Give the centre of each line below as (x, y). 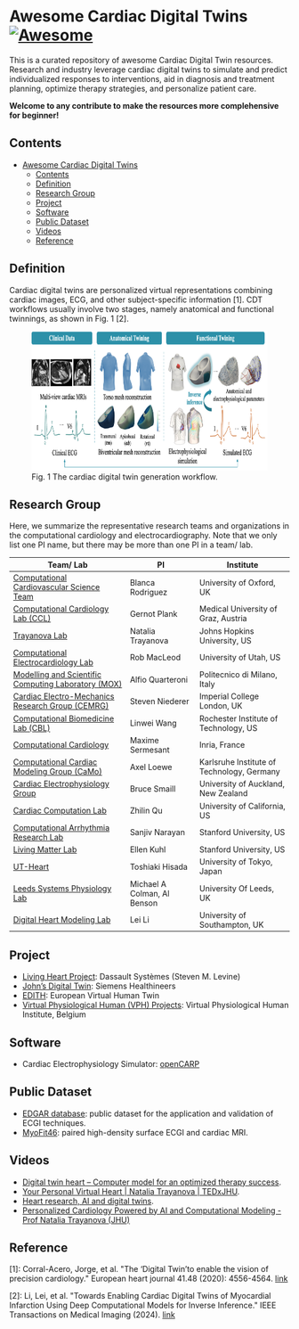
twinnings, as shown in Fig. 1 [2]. (69, 318)
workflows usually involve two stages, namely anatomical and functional (141, 308)
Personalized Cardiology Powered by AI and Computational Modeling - (152, 1210)
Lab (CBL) (32, 727)
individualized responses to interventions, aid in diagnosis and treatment (142, 78)
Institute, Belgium (54, 1014)
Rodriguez (149, 592)
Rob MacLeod (155, 658)
